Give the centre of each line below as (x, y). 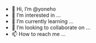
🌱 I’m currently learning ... (42, 21)
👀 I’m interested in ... (36, 15)
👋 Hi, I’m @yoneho (34, 9)
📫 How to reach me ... (38, 34)
